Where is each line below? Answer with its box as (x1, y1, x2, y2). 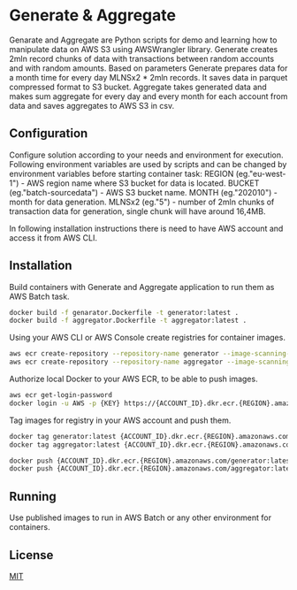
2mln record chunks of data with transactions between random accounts (9, 53, 275, 64)
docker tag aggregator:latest (9, 440, 121, 449)
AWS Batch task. (9, 291, 70, 302)
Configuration (9, 126, 88, 142)
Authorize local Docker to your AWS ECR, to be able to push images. (9, 373, 258, 385)
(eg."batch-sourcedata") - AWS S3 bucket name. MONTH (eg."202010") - (9, 187, 278, 197)
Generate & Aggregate (9, 5, 177, 26)
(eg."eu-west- (235, 168, 286, 179)
